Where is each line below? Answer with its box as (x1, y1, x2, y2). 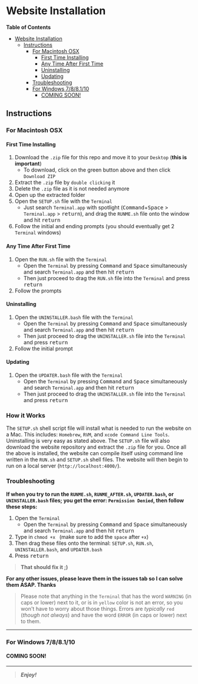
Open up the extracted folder (14, 192, 85, 199)
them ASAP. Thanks (6, 581, 56, 588)
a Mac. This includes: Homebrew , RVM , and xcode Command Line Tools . (6, 431, 170, 438)
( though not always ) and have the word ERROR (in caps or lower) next (20, 611, 187, 619)
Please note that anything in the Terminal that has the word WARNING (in (20, 593, 192, 600)
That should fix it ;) (20, 563, 68, 570)
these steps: (6, 503, 38, 510)
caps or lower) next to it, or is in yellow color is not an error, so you (20, 598, 183, 606)
